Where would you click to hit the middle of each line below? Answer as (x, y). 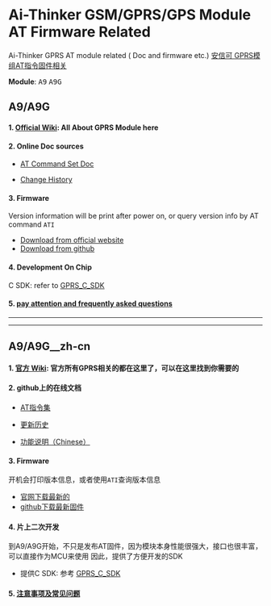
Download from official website (72, 240)
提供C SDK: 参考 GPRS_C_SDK (70, 574)
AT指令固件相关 (41, 65)
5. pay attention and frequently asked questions (90, 303)
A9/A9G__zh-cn (50, 347)
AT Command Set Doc (57, 164)
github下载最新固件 (52, 507)
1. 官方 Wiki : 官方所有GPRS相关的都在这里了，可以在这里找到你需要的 (124, 368)
